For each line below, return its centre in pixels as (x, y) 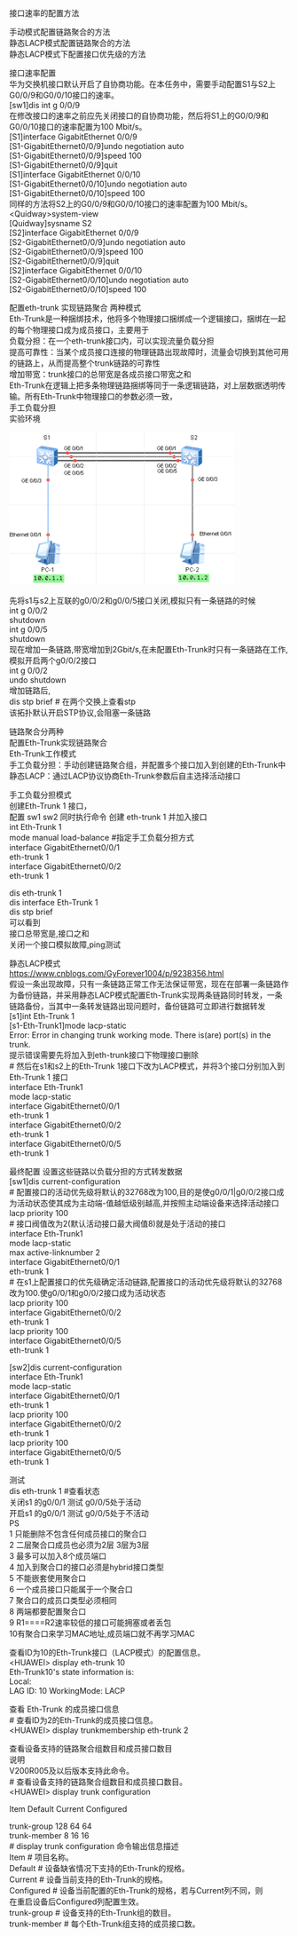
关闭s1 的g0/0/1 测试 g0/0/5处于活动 (75, 1502)
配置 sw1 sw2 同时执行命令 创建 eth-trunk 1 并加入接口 (108, 817)
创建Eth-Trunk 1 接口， (50, 806)
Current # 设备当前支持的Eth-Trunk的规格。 (89, 1879)
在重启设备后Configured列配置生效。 (77, 1901)
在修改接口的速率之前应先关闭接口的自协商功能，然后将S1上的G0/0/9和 (139, 115)
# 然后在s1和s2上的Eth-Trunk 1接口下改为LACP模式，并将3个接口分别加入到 (147, 1066)
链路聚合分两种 (36, 731)
